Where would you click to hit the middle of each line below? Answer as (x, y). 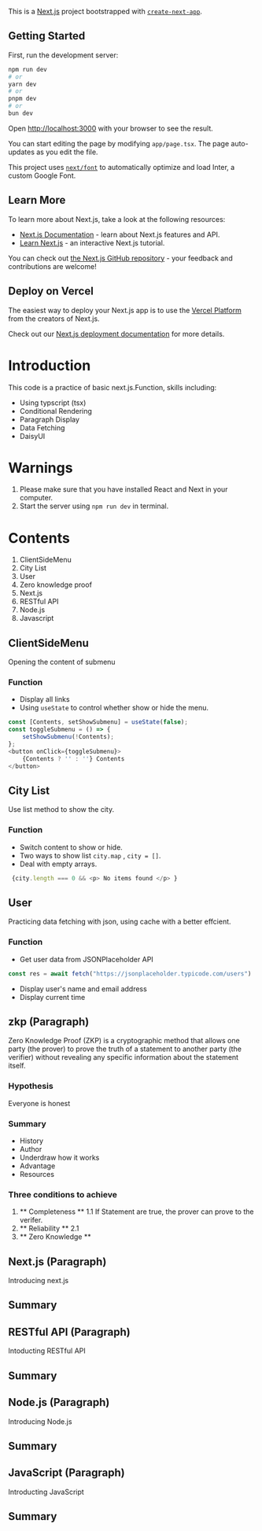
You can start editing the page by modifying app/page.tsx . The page (119, 143)
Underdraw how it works (59, 1157)
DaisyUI (32, 436)
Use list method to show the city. (61, 810)
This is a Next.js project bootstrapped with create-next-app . (105, 11)
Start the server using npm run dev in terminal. (94, 506)
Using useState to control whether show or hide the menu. (114, 708)
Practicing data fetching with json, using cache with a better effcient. (120, 922)
